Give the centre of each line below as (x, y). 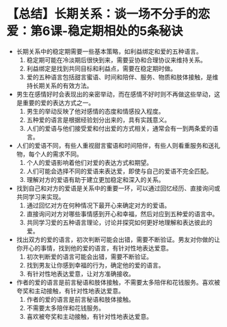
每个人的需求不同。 (55, 154)
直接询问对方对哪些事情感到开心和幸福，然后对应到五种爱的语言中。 (122, 213)
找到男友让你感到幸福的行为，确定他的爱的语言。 (95, 265)
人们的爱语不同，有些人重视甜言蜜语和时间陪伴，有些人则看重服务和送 (115, 145)
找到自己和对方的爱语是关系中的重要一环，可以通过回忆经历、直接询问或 (118, 188)
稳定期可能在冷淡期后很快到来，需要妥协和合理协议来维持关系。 (116, 60)
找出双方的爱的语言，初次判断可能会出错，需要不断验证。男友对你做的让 (118, 239)
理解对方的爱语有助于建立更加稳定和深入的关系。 (95, 179)
